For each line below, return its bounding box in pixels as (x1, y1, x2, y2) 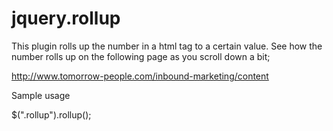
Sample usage (11, 89, 71, 101)
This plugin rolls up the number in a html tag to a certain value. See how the (11, 40, 323, 52)
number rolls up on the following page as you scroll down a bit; (11, 50, 271, 62)
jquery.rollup (11, 7, 121, 30)
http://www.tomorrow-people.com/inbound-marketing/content (11, 70, 269, 82)
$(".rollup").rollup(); (11, 108, 92, 121)
